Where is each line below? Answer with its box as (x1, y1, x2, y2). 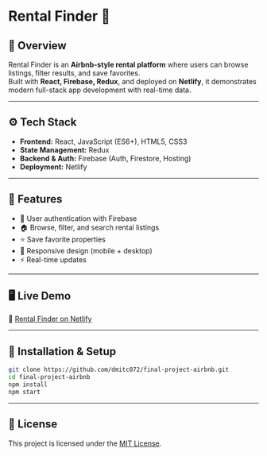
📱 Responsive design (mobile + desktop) (19, 245, 153, 255)
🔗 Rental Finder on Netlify (8, 314, 92, 324)
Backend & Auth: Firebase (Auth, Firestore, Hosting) (19, 153, 192, 163)
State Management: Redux (19, 145, 110, 154)
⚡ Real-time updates (19, 254, 87, 265)
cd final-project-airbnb (8, 373, 91, 381)
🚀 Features (8, 192, 63, 206)
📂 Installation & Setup (8, 345, 117, 358)
